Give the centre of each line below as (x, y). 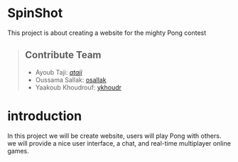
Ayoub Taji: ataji (59, 72)
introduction (45, 116)
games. (18, 151)
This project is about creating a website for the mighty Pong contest (107, 33)
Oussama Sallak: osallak (71, 80)
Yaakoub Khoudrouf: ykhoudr (79, 87)
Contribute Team (63, 55)
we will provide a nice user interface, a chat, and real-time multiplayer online (119, 143)
